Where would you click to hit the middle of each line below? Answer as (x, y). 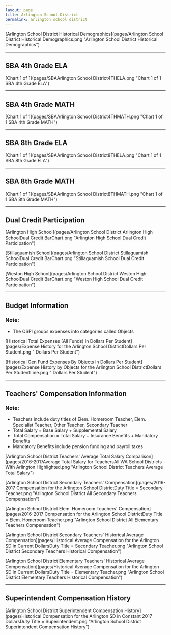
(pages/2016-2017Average (33, 462)
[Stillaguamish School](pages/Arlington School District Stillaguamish (77, 253)
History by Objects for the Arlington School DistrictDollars (101, 367)
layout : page (19, 10)
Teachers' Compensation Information (66, 394)
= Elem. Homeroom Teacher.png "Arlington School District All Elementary (82, 520)
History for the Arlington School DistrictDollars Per (93, 347)
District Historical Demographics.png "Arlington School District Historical (81, 39)
